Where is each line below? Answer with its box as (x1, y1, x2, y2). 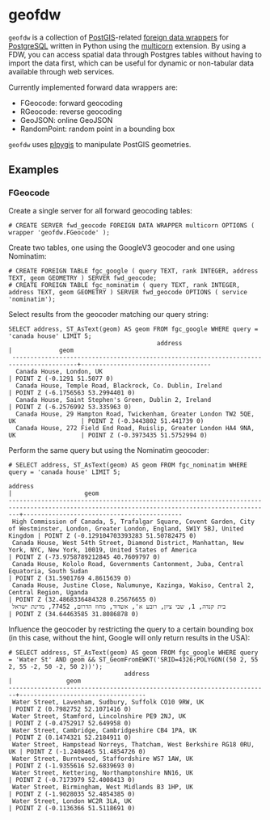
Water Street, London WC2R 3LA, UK (11, 797, 132, 805)
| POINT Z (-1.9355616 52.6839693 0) (8, 762, 136, 770)
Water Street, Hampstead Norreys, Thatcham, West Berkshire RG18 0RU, (11, 740, 255, 749)
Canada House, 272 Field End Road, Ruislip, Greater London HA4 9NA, (15, 424, 255, 432)
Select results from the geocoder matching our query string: (8, 309, 209, 319)
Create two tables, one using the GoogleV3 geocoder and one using (8, 243, 235, 252)
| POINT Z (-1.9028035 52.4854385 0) (8, 790, 136, 798)
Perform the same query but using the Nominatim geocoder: (8, 445, 209, 454)
